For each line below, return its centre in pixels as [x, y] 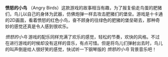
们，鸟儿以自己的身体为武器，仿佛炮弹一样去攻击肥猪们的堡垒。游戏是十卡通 [84, 14]
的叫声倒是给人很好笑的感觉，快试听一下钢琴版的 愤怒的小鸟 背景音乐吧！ [81, 49]
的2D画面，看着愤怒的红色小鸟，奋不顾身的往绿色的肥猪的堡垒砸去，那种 [80, 20]
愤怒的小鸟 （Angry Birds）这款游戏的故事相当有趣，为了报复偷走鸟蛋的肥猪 [84, 8]
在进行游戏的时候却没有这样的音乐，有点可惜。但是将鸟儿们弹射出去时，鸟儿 [84, 43]
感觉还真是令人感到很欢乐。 [42, 26]
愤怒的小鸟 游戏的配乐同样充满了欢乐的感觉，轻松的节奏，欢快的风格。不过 [82, 37]
